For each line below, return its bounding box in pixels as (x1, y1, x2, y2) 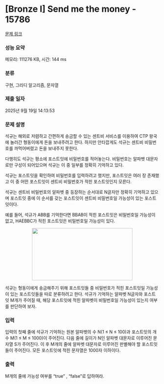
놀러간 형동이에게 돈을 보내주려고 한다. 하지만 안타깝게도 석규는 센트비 (10, 139, 143, 146)
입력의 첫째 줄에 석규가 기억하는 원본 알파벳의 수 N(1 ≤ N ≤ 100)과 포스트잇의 (5, 329, 152, 335)
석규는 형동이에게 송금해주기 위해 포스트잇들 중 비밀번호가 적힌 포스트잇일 (5, 285, 145, 291)
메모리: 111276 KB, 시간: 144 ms (5, 57, 67, 62)
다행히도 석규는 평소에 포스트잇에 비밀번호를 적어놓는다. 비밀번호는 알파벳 (5, 156, 145, 162)
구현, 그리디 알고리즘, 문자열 (5, 82, 59, 88)
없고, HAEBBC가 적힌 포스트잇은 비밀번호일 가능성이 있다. (5, 218, 116, 224)
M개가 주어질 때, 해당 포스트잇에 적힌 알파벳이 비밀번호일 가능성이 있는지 (10, 297, 149, 303)
